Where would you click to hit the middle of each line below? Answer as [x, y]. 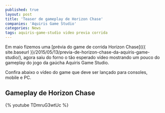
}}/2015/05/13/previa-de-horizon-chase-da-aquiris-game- [90, 52]
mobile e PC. [18, 78]
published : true [22, 10]
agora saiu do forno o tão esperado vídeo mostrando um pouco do [91, 57]
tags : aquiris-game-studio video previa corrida [56, 33]
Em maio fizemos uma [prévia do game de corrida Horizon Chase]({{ [75, 47]
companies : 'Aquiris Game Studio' [41, 24]
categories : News [23, 28]
